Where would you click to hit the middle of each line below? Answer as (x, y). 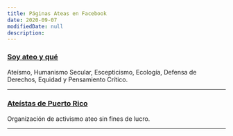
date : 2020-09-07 (32, 20)
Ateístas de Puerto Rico (48, 104)
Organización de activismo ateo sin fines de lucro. (79, 119)
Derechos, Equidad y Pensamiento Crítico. (68, 79)
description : (26, 33)
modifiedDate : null (35, 26)
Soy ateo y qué (33, 57)
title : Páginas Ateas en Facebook (57, 13)
